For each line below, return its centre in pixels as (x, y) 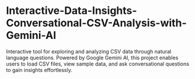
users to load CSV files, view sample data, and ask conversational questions (98, 64)
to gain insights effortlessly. (39, 70)
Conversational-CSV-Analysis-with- (96, 23)
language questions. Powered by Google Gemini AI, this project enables (92, 58)
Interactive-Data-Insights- (72, 11)
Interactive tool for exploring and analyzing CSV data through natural (89, 51)
